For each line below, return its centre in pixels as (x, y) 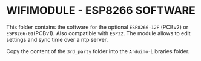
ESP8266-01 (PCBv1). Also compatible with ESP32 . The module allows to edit (98, 33)
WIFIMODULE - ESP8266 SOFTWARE (101, 10)
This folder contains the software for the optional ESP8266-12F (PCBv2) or (97, 27)
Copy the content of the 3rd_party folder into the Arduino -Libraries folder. (98, 51)
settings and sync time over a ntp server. (57, 39)
